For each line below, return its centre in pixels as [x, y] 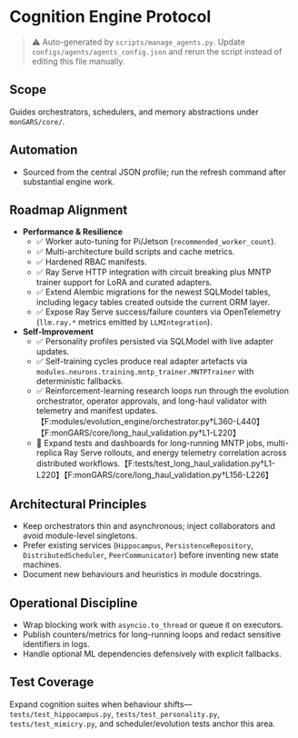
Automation [44, 150]
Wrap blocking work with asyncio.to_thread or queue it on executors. [153, 625]
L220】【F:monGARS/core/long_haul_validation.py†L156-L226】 [155, 475]
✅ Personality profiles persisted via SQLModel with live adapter [155, 342]
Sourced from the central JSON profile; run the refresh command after [154, 172]
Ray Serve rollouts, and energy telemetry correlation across [175, 453]
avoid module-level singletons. [80, 536]
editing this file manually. [78, 61]
